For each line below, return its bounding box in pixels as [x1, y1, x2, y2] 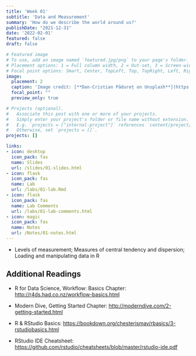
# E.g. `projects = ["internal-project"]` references [6, 122, 145, 128]
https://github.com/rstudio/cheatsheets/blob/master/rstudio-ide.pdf [14, 343, 178, 350]
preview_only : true [11, 95, 59, 101]
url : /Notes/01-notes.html [11, 230, 77, 236]
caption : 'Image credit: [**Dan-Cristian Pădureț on [11, 84, 142, 90]
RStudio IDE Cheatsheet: [14, 337, 74, 344]
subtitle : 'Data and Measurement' [6, 14, 90, 20]
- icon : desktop [6, 149, 45, 155]
